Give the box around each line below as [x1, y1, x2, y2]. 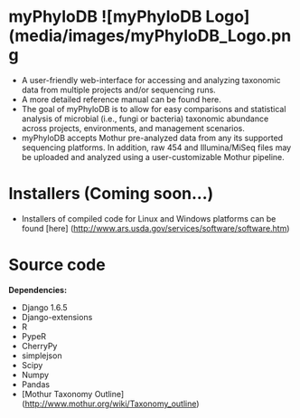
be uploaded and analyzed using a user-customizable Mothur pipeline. [21, 151, 286, 162]
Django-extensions [21, 311, 93, 322]
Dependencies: [8, 284, 68, 295]
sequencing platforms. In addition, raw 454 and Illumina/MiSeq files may [21, 142, 292, 153]
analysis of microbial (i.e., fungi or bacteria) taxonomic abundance [21, 113, 269, 124]
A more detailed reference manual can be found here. [21, 93, 222, 105]
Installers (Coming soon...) [8, 184, 214, 204]
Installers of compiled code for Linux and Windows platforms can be [21, 213, 277, 223]
